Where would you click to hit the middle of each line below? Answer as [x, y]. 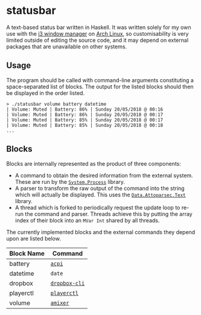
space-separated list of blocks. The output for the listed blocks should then [100, 86]
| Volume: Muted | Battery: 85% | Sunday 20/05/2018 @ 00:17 [85, 120]
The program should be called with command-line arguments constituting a [100, 80]
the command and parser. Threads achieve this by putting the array [109, 214]
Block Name [27, 253]
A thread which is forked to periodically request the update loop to [97, 207]
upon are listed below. [34, 238]
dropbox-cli [68, 283]
